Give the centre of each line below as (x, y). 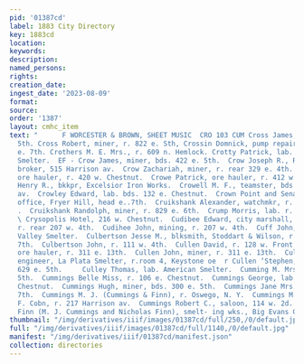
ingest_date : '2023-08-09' (60, 93)
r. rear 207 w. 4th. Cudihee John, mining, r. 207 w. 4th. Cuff (145, 228)
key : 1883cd (32, 34)
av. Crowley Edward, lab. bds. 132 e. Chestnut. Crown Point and (147, 194)
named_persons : (38, 69)
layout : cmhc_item (44, 127)
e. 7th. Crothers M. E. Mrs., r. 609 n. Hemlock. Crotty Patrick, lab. (156, 152)
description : (34, 60)
